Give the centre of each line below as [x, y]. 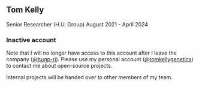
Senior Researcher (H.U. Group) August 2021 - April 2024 [77, 24]
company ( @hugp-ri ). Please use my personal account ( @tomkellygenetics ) [100, 59]
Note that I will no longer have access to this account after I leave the [91, 53]
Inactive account [31, 40]
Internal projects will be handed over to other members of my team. [89, 77]
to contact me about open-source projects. [59, 66]
